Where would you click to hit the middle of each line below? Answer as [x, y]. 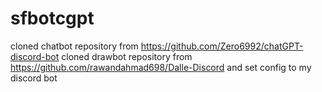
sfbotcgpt [52, 18]
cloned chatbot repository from [74, 46]
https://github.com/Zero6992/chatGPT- [222, 46]
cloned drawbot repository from [127, 56]
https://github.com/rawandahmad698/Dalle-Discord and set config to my [161, 67]
